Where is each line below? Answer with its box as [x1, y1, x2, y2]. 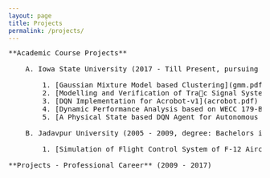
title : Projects [8, 19, 63, 27]
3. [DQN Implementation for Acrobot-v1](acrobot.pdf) [42, 97, 259, 106]
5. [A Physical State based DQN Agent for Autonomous [42, 113, 259, 122]
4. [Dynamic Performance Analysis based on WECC [42, 105, 238, 114]
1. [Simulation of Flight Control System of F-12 [42, 145, 242, 154]
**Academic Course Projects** [8, 49, 128, 58]
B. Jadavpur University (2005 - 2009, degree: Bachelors [25, 129, 255, 138]
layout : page [8, 11, 52, 20]
